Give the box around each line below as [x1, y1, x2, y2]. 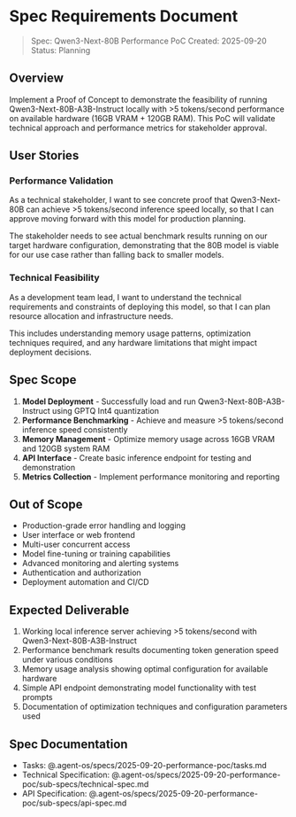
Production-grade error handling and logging [21, 520, 186, 531]
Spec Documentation [9, 736, 128, 751]
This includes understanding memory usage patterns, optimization [9, 328, 252, 338]
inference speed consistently [21, 424, 128, 435]
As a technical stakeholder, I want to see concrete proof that [9, 195, 229, 206]
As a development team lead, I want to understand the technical [9, 292, 242, 302]
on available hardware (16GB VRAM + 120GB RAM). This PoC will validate [9, 113, 276, 123]
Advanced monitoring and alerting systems [21, 558, 179, 569]
